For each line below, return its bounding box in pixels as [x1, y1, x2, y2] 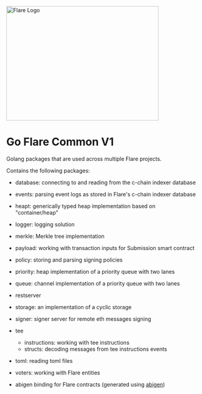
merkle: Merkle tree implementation [15, 232, 105, 240]
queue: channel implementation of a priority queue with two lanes [15, 279, 180, 287]
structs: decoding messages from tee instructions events [24, 345, 167, 353]
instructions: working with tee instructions [24, 338, 130, 346]
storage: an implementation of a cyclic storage [15, 303, 132, 310]
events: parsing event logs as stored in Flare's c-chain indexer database [15, 190, 196, 198]
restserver [15, 292, 41, 299]
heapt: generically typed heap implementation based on [15, 202, 156, 210]
